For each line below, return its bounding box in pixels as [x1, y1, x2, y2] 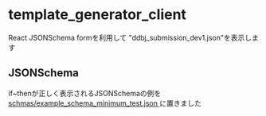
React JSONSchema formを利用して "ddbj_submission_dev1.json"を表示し [8, 33, 252, 42]
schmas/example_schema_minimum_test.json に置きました [8, 98, 201, 108]
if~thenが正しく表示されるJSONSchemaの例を [8, 88, 162, 98]
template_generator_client [8, 6, 187, 24]
